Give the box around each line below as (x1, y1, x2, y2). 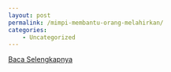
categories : (8, 26, 47, 34)
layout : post (8, 11, 51, 20)
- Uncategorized (22, 33, 76, 41)
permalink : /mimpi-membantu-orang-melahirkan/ (8, 19, 164, 27)
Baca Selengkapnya (8, 55, 73, 64)
